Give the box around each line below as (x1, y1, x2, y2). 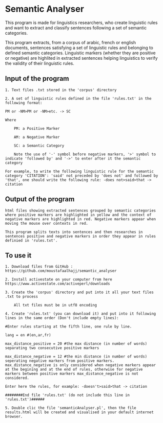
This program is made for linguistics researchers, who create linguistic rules (5, 20, 158, 25)
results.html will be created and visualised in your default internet (5, 410, 154, 415)
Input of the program (5, 74, 69, 83)
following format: (5, 100, 42, 105)
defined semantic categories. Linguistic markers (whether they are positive (5, 50, 156, 56)
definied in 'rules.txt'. (5, 238, 58, 243)
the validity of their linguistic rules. (5, 60, 75, 66)
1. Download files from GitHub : (5, 264, 73, 269)
